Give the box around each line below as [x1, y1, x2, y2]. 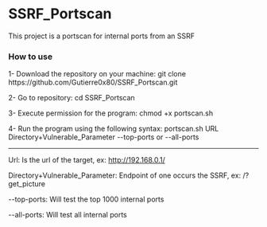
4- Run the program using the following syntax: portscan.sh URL [8, 124, 219, 134]
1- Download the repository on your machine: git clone [8, 69, 187, 79]
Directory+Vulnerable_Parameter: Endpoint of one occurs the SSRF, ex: [8, 170, 242, 180]
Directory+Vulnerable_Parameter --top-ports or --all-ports [8, 132, 199, 142]
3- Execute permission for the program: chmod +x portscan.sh [8, 108, 213, 118]
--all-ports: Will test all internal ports [8, 210, 127, 220]
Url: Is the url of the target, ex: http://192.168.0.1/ [8, 155, 165, 165]
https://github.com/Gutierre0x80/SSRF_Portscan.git [8, 77, 178, 88]
